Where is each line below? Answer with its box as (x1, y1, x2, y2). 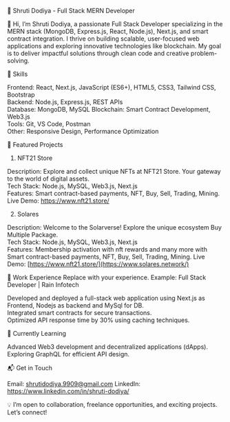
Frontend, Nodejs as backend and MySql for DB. (7, 301, 145, 310)
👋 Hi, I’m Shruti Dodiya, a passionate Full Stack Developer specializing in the (7, 20, 223, 28)
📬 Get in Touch (7, 364, 53, 372)
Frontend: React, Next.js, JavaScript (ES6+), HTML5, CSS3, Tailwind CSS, (7, 83, 216, 91)
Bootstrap (7, 90, 36, 99)
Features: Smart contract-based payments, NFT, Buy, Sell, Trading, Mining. (7, 190, 220, 197)
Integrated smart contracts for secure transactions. (7, 309, 152, 316)
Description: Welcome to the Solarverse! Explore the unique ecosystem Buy (7, 223, 222, 231)
